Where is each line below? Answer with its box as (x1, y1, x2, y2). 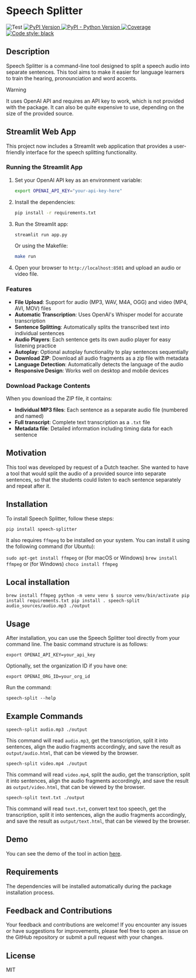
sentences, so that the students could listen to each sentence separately (6, 476, 181, 483)
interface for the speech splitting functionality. (26, 148, 137, 156)
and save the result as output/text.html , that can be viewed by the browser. (6, 817, 190, 824)
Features (6, 285, 32, 294)
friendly (6, 148, 25, 156)
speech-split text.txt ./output (6, 795, 85, 801)
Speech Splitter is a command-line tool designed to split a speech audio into (6, 62, 190, 69)
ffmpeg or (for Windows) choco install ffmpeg (6, 560, 118, 567)
